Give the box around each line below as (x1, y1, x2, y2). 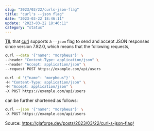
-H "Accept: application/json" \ (5, 84, 73, 89)
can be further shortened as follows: (5, 98, 78, 103)
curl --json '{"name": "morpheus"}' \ (5, 107, 84, 112)
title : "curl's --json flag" (5, 12, 64, 16)
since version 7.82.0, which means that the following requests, (5, 44, 130, 49)
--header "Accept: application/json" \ (5, 62, 86, 67)
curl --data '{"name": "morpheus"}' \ (5, 53, 84, 58)
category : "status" (5, 25, 45, 30)
